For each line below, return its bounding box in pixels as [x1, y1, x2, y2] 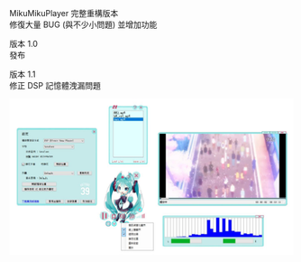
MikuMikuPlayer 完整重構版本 [9, 8, 119, 18]
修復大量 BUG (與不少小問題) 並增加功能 [9, 19, 158, 30]
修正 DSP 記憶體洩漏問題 [9, 80, 101, 90]
